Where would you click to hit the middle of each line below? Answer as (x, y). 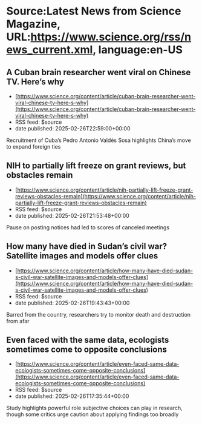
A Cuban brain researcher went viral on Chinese (99, 72)
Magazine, (33, 24)
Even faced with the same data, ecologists (88, 340)
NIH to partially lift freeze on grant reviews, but (96, 166)
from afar (18, 321)
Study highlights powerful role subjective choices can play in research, (94, 408)
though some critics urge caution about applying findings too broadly (93, 414)
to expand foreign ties (34, 146)
